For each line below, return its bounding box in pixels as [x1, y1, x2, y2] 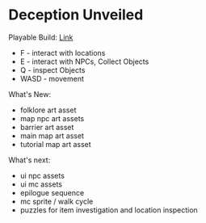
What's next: [8, 155, 51, 165]
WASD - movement [19, 74, 85, 83]
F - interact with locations [19, 48, 106, 57]
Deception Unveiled [8, 6, 144, 24]
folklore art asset [19, 105, 77, 115]
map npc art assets [19, 113, 85, 123]
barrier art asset [19, 122, 74, 132]
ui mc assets [19, 179, 63, 189]
